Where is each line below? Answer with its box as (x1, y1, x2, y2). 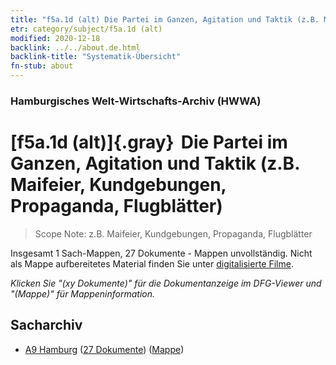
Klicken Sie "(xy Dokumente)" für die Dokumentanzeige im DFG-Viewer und (10, 277, 322, 289)
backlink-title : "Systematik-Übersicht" (10, 52, 182, 62)
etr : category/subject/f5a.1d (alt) (10, 24, 163, 34)
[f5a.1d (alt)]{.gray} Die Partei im (10, 131, 288, 154)
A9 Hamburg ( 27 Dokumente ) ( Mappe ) (24, 343, 185, 355)
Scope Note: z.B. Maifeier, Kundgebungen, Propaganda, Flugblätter (34, 227, 313, 240)
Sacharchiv (10, 317, 83, 334)
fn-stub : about (10, 61, 74, 71)
